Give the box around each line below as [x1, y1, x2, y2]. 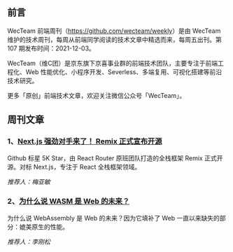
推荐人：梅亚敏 [7, 177, 50, 185]
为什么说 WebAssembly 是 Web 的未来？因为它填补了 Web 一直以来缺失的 [7, 213, 220, 222]
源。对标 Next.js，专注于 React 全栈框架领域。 [7, 162, 141, 171]
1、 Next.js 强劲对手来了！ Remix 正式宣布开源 [7, 136, 162, 146]
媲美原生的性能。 [19, 223, 69, 231]
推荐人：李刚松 [7, 237, 50, 246]
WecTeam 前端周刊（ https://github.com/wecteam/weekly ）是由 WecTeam [7, 27, 221, 35]
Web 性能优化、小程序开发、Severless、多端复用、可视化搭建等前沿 [25, 67, 223, 76]
